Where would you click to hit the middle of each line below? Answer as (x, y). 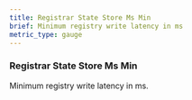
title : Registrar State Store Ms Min (80, 18)
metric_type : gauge (46, 34)
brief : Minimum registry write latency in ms (96, 26)
